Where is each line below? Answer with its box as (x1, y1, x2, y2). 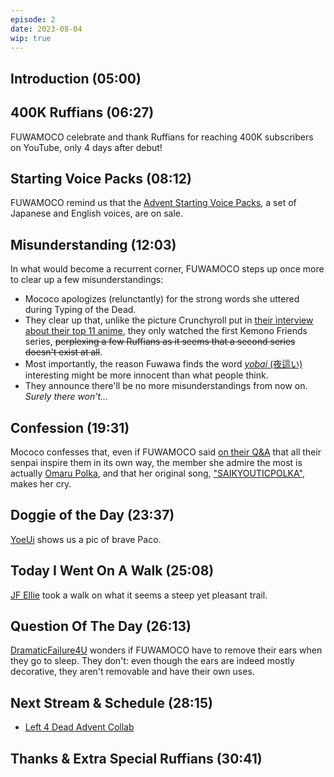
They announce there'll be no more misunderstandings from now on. (24, 380, 308, 392)
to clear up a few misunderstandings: (10, 274, 164, 286)
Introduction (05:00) (10, 70, 142, 87)
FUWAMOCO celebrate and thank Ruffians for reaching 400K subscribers (10, 131, 314, 143)
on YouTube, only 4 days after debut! (10, 141, 163, 153)
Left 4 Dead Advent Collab (24, 721, 135, 733)
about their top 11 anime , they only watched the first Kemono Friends (24, 325, 308, 337)
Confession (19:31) (10, 419, 130, 436)
